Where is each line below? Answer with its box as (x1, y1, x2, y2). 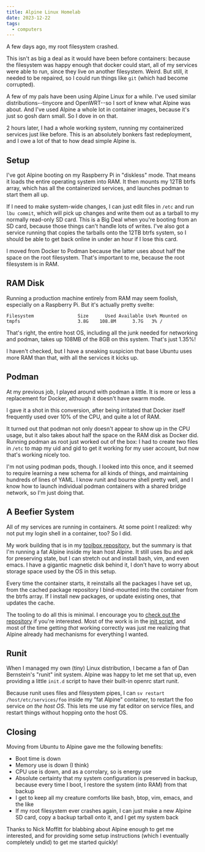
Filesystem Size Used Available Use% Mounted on (6, 312, 188, 319)
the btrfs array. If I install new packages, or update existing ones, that (6, 592, 181, 600)
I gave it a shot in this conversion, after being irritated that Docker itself (6, 406, 185, 414)
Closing (6, 727, 37, 737)
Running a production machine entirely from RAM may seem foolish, (6, 294, 179, 301)
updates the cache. (6, 599, 55, 606)
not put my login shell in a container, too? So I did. (6, 529, 132, 537)
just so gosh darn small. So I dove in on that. (6, 112, 118, 120)
